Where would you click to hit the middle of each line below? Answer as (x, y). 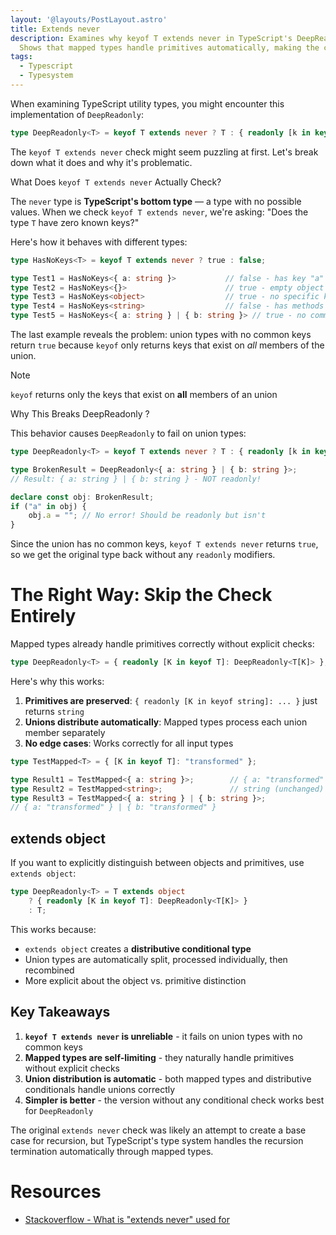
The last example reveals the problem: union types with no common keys (161, 334)
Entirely (43, 616)
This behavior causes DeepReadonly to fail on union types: (128, 433)
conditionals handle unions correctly (100, 1089)
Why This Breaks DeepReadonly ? (80, 414)
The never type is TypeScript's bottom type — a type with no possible (156, 201)
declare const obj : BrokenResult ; (82, 497)
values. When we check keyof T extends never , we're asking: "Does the (159, 212)
